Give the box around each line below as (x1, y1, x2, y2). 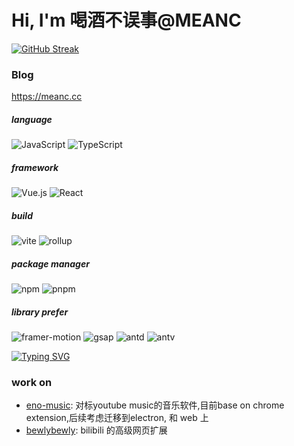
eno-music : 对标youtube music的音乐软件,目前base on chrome (25, 399, 285, 411)
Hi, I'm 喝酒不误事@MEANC (11, 9, 242, 32)
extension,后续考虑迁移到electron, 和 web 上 (25, 412, 209, 424)
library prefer (11, 306, 69, 318)
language (11, 113, 53, 125)
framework (11, 161, 59, 173)
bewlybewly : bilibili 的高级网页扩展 (25, 424, 168, 436)
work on (11, 376, 53, 389)
